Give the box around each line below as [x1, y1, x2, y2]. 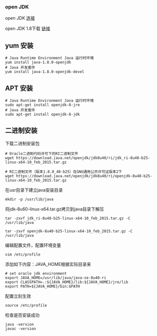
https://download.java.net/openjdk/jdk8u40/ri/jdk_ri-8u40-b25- [16, 155, 151, 160]
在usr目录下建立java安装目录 [5, 187, 63, 193]
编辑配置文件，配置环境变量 [5, 242, 61, 248]
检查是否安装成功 [5, 312, 40, 318]
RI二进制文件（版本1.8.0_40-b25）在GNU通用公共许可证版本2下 [9, 169, 122, 174]
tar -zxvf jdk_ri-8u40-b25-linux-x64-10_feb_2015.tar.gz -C [5, 216, 131, 221]
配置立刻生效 [5, 293, 31, 299]
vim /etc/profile [5, 252, 41, 257]
